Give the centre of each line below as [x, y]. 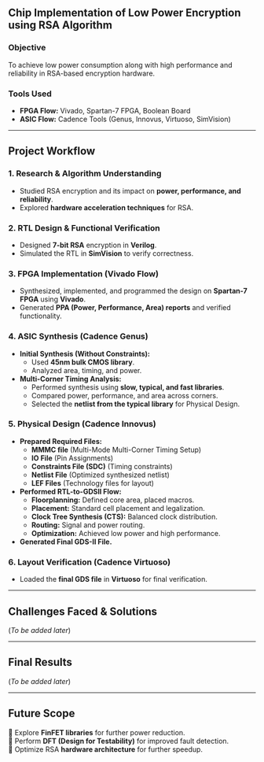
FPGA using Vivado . [53, 299]
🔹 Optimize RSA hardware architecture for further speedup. [105, 749]
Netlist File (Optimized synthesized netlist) [101, 475]
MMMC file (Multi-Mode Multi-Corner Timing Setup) [116, 449]
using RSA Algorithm [60, 26]
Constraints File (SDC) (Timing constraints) [102, 466]
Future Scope [42, 714]
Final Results [40, 662]
